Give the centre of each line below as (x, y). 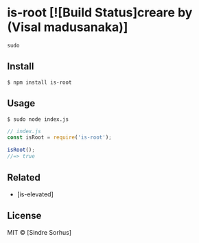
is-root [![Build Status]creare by (100, 13)
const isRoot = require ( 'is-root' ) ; (59, 138)
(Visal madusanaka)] (68, 27)
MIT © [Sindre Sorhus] (39, 232)
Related (24, 177)
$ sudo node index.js (38, 119)
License (24, 216)
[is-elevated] (35, 194)
